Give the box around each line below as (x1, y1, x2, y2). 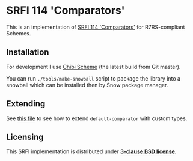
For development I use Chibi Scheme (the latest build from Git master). (6, 63, 181, 70)
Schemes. (6, 29, 31, 37)
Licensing (6, 132, 44, 142)
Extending (6, 99, 46, 109)
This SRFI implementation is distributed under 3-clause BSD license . (6, 148, 177, 155)
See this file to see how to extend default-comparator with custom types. (6, 115, 188, 122)
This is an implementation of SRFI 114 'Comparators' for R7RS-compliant (6, 23, 185, 31)
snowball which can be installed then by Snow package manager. (6, 81, 168, 88)
